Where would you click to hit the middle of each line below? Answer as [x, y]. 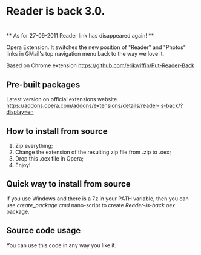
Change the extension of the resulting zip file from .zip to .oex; [93, 152]
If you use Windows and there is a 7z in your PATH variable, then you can [97, 199]
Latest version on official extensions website [62, 99]
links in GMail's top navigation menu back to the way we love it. [85, 54]
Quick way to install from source [69, 184]
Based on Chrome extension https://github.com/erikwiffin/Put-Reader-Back [100, 65]
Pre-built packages [43, 84]
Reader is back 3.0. [56, 11]
